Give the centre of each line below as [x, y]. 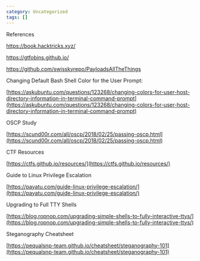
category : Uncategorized [37, 12]
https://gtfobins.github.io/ [38, 57]
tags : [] [17, 17]
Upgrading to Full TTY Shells [41, 204]
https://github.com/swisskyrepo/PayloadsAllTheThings [74, 69]
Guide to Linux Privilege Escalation [49, 175]
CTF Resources [25, 152]
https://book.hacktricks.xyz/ [41, 46]
